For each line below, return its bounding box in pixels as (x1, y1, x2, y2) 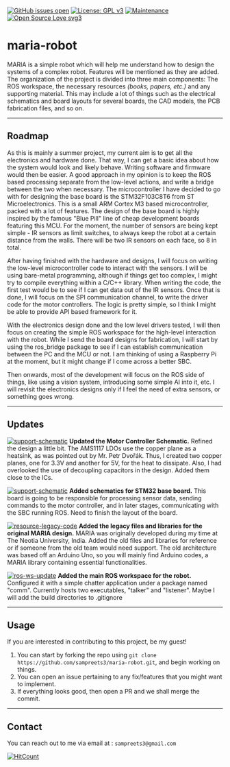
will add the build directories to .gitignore (7, 593, 123, 601)
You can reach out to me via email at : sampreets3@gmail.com (7, 739, 177, 747)
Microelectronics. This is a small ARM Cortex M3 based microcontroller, (7, 199, 209, 208)
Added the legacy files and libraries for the (78, 522, 203, 530)
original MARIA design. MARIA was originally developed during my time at (7, 528, 218, 537)
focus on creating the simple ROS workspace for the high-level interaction (7, 328, 216, 336)
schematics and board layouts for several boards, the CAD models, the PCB (7, 97, 220, 105)
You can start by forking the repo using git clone (16, 651, 157, 659)
